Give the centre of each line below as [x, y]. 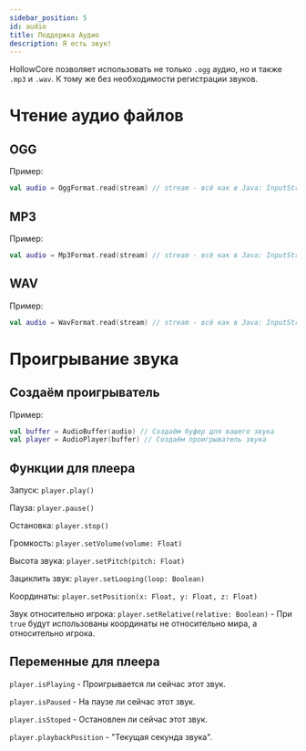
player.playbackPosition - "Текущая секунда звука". [111, 736]
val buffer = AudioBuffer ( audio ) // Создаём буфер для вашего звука [142, 431]
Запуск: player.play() [52, 490]
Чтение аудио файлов [97, 116]
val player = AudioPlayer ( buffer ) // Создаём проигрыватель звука [138, 440]
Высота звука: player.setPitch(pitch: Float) [97, 561]
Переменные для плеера [85, 662]
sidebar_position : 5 [49, 18]
